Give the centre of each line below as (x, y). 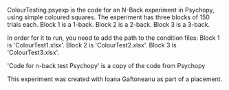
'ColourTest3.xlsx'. (33, 52)
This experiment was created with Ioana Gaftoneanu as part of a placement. (115, 79)
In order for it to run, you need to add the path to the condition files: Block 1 (113, 38)
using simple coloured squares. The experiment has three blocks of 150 (108, 17)
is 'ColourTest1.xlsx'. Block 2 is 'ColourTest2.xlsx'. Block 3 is (92, 45)
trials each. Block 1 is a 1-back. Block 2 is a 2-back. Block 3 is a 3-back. (109, 24)
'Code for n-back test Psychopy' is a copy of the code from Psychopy (106, 66)
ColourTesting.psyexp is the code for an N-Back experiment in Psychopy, (111, 10)
